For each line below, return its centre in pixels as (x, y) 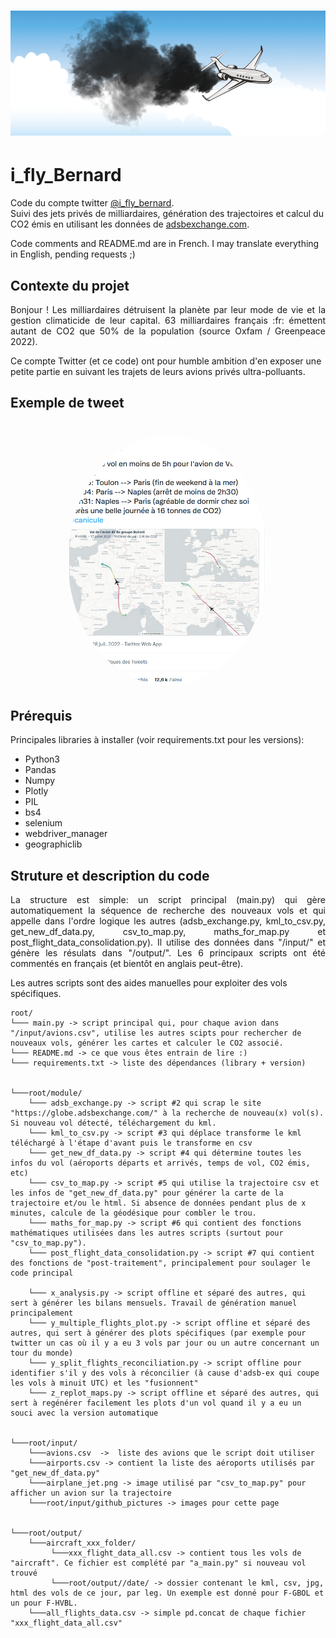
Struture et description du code (110, 875)
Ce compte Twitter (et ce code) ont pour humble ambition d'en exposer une (166, 361)
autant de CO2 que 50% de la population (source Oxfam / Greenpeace (168, 331)
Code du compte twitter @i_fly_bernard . (92, 203)
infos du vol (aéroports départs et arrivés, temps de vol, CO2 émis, (160, 1163)
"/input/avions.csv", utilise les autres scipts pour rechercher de (156, 1033)
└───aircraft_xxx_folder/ (82, 1543)
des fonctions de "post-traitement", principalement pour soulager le (160, 1263)
